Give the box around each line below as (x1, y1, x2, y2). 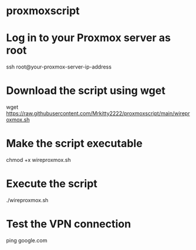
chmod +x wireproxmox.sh (6, 157, 71, 163)
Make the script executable (6, 137, 143, 150)
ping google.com (6, 236, 47, 243)
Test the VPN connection (6, 217, 131, 231)
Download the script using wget (6, 84, 166, 98)
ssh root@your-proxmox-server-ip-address (6, 63, 112, 70)
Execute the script (6, 177, 97, 190)
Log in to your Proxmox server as (6, 31, 171, 45)
